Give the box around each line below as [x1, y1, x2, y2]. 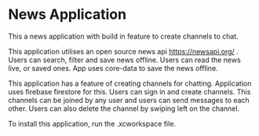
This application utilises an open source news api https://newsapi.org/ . [8, 46, 239, 56]
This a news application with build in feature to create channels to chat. [8, 31, 239, 41]
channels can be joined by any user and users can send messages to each [8, 95, 250, 105]
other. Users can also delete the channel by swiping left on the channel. [8, 104, 240, 113]
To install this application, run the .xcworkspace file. [8, 119, 177, 128]
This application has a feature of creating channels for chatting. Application [8, 79, 252, 88]
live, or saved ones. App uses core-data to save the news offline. [8, 63, 218, 72]
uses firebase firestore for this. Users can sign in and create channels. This [8, 86, 251, 96]
